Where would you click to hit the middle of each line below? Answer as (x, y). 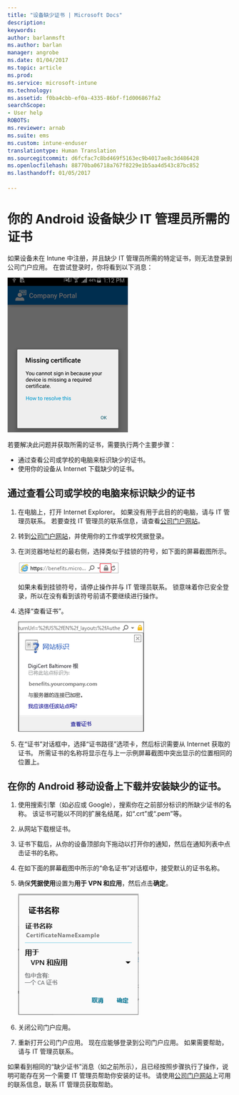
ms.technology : (30, 90)
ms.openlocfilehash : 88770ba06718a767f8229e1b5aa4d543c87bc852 (103, 166)
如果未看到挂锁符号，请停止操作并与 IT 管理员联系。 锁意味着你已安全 (120, 587)
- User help (25, 113)
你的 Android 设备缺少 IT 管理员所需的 (119, 219)
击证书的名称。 (40, 853)
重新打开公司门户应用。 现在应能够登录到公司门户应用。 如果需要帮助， (123, 1043)
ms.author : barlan (35, 45)
